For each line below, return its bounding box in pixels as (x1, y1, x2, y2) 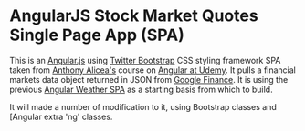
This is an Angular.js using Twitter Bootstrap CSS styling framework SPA (9, 55, 281, 65)
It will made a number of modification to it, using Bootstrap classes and (9, 101, 277, 112)
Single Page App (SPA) (9, 25, 184, 45)
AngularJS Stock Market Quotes (9, 5, 258, 26)
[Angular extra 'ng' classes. (9, 111, 113, 122)
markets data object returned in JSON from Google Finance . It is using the (9, 74, 289, 85)
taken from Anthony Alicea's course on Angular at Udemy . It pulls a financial (9, 65, 297, 76)
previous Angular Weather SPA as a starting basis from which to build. (9, 84, 273, 95)
